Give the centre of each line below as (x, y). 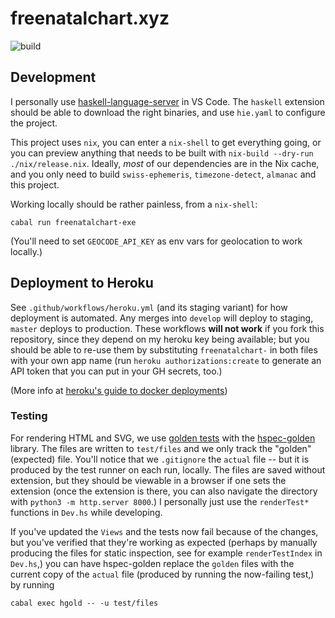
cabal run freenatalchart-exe (73, 222)
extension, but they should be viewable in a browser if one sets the (148, 480)
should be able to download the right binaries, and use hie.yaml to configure (168, 112)
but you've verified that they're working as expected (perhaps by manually (164, 542)
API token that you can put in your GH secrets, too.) (116, 371)
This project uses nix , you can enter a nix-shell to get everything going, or (166, 142)
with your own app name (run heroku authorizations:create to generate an (166, 360)
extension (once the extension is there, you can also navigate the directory (164, 491)
